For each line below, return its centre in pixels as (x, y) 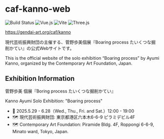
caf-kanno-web (38, 9)
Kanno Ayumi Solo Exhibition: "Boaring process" (54, 101)
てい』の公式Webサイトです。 (44, 48)
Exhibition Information (40, 79)
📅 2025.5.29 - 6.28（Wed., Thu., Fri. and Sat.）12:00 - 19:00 (73, 111)
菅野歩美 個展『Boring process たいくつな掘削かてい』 (60, 91)
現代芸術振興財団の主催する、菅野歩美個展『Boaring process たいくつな (78, 42)
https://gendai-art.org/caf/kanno (38, 32)
